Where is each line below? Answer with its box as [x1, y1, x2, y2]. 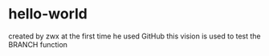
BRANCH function [8, 39, 68, 49]
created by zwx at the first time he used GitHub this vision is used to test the [8, 31, 261, 41]
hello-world [8, 5, 88, 23]
